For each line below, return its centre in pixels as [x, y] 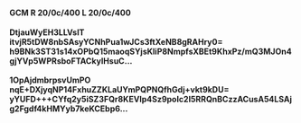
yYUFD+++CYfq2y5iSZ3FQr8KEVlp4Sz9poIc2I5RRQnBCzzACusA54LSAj [150, 100]
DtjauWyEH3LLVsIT [47, 32]
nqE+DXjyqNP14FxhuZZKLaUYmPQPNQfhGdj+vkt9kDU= [119, 90]
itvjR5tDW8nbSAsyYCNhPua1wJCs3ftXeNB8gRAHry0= [116, 42]
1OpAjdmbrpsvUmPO [50, 80]
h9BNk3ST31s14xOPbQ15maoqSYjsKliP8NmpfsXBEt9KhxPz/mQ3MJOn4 [150, 52]
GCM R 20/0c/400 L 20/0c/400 [70, 13]
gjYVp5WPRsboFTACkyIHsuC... [71, 61]
